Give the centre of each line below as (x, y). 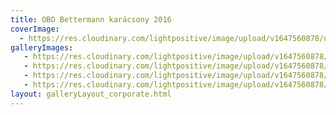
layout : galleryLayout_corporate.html (91, 94)
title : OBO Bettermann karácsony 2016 (91, 19)
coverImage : (35, 29)
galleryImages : (42, 47)
